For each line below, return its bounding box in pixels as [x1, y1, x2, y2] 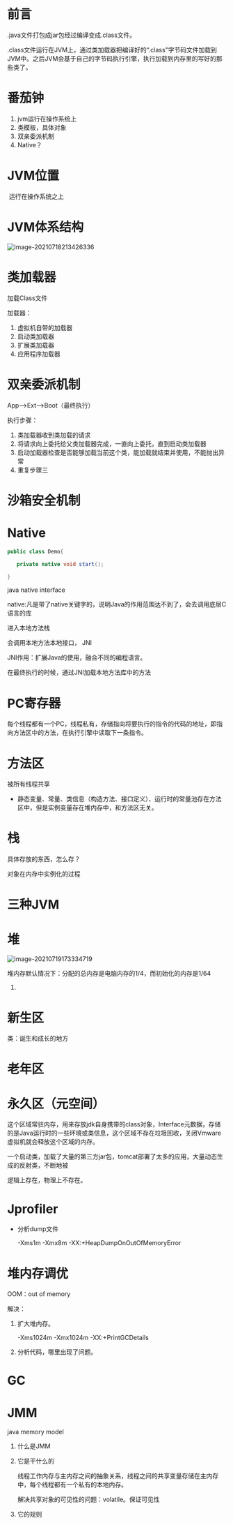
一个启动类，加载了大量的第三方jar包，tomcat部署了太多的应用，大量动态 [7, 1152, 218, 1161]
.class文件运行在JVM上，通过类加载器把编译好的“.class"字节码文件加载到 [7, 45, 217, 54]
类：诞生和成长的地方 [7, 1034, 68, 1043]
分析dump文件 [17, 1225, 59, 1233]
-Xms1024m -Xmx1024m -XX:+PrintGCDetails [17, 1334, 150, 1342]
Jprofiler [7, 1201, 58, 1217]
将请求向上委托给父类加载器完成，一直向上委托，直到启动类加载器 [17, 439, 207, 447]
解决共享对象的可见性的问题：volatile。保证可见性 [17, 1495, 160, 1504]
